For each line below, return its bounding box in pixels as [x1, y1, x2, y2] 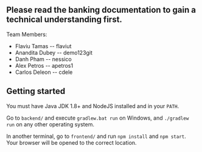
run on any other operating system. [6, 120, 94, 128]
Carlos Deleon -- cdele [15, 68, 73, 76]
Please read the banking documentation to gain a [6, 5, 197, 15]
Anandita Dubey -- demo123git [15, 49, 93, 56]
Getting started [6, 86, 66, 96]
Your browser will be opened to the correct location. [6, 139, 137, 146]
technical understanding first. [6, 15, 123, 25]
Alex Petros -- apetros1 [15, 62, 74, 69]
